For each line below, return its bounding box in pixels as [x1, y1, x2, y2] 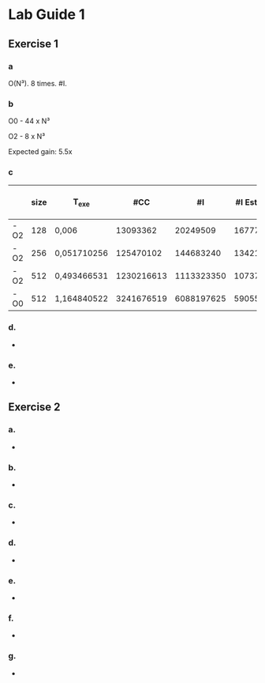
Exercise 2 [8, 401, 61, 414]
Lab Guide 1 [8, 6, 85, 24]
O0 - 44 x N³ [8, 116, 50, 126]
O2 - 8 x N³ [8, 132, 46, 142]
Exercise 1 [8, 37, 59, 51]
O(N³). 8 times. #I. [8, 78, 67, 88]
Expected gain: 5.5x [8, 147, 73, 157]
